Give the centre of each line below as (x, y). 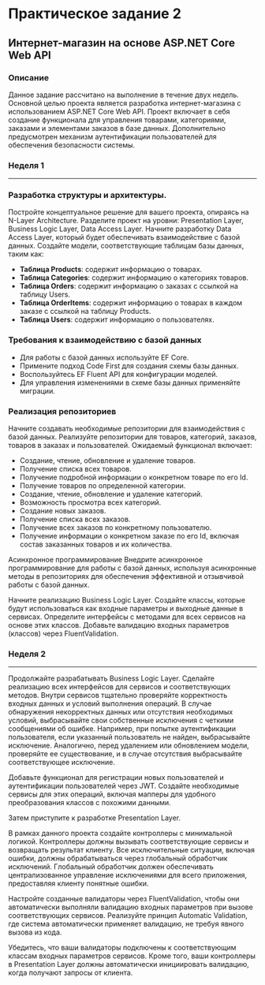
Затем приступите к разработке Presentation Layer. (95, 818)
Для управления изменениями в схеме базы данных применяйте (130, 382)
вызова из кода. (35, 932)
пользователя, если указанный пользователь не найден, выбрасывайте (129, 737)
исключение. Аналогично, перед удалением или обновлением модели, (129, 745)
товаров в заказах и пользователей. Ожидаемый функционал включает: (130, 446)
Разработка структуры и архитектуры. (88, 196)
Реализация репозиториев (62, 411)
